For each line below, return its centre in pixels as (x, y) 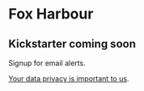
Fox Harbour (51, 14)
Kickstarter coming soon (72, 44)
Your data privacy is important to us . (69, 79)
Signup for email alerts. (47, 63)
